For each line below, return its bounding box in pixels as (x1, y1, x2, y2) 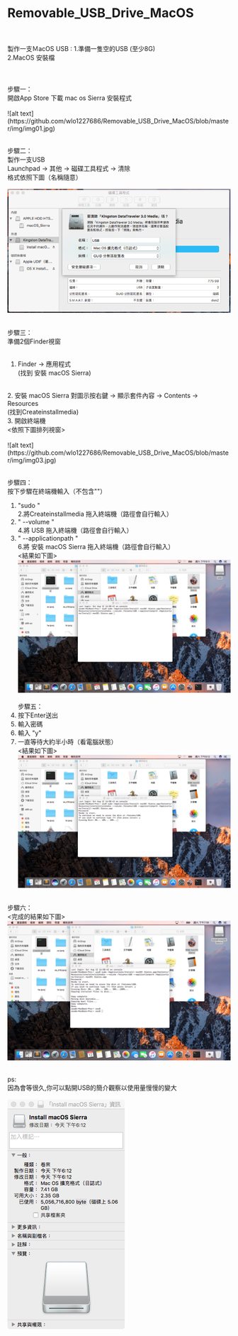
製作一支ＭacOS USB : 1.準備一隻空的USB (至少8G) (7, 44, 156, 53)
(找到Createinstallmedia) (7, 407, 79, 416)
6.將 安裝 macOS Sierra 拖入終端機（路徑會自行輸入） (17, 542, 175, 551)
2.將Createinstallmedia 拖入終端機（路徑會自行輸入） (17, 509, 173, 518)
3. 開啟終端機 (7, 416, 46, 425)
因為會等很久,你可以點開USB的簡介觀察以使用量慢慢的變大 (7, 1083, 177, 1092)
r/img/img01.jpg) (7, 124, 55, 133)
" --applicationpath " (17, 534, 79, 542)
